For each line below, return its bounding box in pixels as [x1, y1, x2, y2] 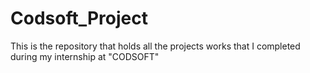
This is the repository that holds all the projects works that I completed [10, 40, 301, 52]
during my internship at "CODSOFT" [10, 50, 160, 62]
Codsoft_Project [10, 7, 148, 30]
